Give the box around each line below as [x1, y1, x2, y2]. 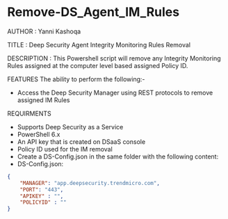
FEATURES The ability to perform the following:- [7, 74, 145, 83]
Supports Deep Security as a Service [17, 122, 124, 131]
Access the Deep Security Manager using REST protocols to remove [17, 88, 213, 97]
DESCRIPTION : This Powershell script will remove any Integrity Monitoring [7, 54, 221, 63]
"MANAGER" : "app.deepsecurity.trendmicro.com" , [19, 179, 160, 186]
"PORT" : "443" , [19, 186, 64, 193]
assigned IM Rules [17, 95, 70, 104]
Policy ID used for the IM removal [17, 145, 113, 153]
